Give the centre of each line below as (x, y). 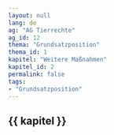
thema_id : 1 (28, 52)
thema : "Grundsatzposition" (54, 45)
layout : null (29, 15)
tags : (17, 81)
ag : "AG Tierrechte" (42, 30)
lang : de (22, 23)
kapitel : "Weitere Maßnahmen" (58, 60)
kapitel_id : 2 (31, 67)
